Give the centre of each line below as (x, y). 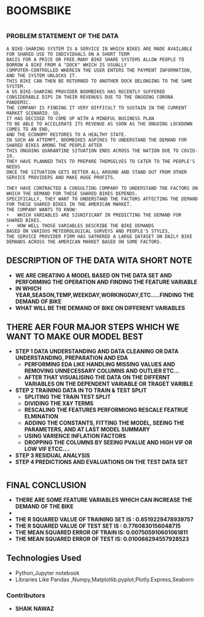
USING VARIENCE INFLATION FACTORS (75, 436)
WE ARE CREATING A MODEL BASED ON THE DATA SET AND (93, 275)
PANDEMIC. (19, 102)
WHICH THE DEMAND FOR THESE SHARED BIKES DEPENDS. (72, 194)
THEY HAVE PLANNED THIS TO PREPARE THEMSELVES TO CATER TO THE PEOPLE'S (101, 161)
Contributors (26, 595)
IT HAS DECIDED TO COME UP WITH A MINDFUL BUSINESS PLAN (80, 118)
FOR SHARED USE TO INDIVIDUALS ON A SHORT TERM (68, 54)
